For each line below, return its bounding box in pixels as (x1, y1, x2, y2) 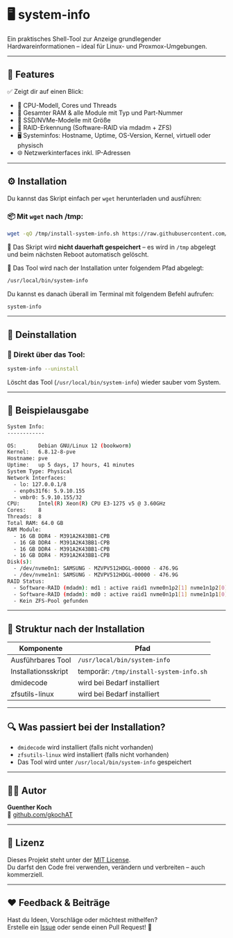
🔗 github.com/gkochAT (7, 810, 73, 818)
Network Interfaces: (7, 474, 67, 481)
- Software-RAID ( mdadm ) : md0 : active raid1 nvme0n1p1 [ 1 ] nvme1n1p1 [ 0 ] (13, 590, 228, 598)
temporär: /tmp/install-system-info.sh (77, 667, 208, 677)
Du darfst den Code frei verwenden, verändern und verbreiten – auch (7, 863, 205, 871)
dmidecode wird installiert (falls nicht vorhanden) (17, 743, 154, 752)
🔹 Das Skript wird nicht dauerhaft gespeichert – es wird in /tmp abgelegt (7, 243, 216, 251)
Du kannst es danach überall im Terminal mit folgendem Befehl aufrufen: (7, 289, 214, 298)
